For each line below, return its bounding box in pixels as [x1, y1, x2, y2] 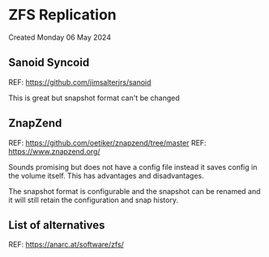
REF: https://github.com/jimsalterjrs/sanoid [8, 77, 152, 86]
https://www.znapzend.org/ [8, 146, 100, 156]
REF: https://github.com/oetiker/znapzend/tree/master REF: [8, 137, 207, 147]
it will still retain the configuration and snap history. [8, 195, 178, 204]
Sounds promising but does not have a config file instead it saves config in [8, 162, 258, 171]
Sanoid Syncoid [8, 56, 90, 70]
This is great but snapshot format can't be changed [8, 93, 180, 103]
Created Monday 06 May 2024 [8, 32, 112, 42]
